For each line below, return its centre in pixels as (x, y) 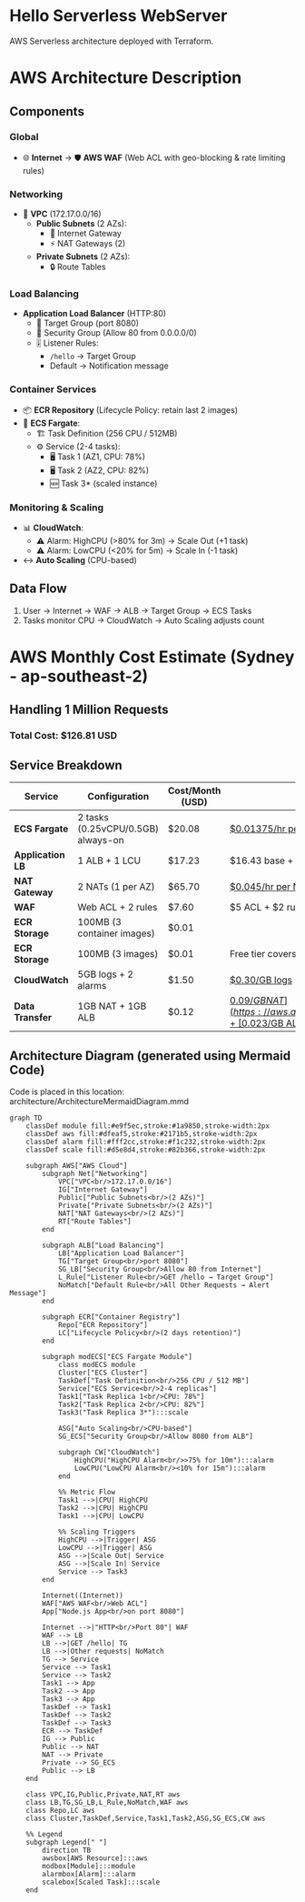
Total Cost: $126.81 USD (64, 736)
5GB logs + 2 (106, 974)
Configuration (118, 797)
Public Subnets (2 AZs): (81, 224)
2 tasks (93, 818)
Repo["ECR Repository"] (103, 1324)
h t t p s (244, 1012)
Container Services (53, 389)
